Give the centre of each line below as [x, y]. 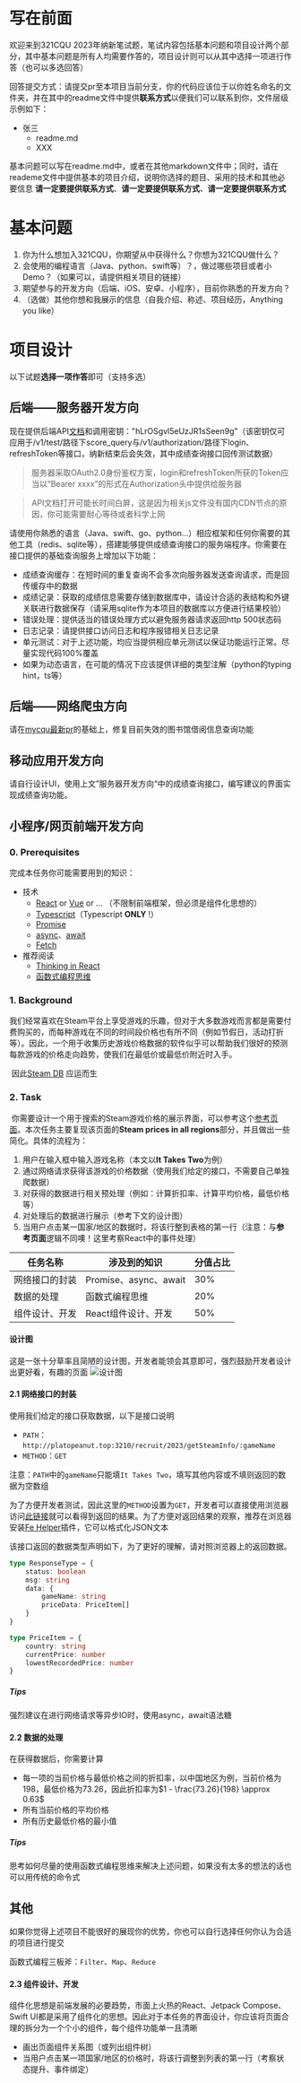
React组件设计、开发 [129, 1313]
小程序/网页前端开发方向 [77, 826]
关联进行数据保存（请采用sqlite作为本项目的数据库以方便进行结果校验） [154, 608]
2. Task [26, 1098]
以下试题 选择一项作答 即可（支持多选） [80, 377]
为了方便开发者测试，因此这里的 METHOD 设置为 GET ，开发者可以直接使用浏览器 [149, 1505]
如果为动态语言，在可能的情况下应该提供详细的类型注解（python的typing [157, 664]
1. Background [41, 1000]
